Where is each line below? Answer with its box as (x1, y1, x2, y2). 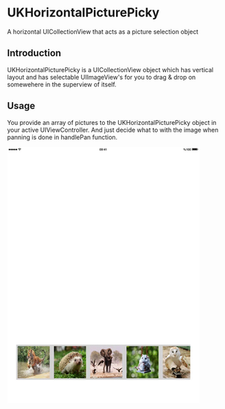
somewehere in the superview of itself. (7, 80, 117, 89)
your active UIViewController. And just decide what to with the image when (7, 126, 219, 134)
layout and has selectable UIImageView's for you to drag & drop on (7, 73, 196, 81)
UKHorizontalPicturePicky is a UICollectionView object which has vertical (7, 65, 214, 73)
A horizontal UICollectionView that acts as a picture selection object (7, 27, 199, 36)
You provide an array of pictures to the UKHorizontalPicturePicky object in (7, 118, 217, 126)
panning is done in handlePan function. (7, 132, 118, 141)
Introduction (7, 47, 62, 59)
